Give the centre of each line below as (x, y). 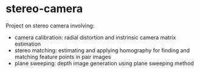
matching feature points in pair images (63, 57)
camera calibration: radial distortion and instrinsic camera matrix (95, 37)
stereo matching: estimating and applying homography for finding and (102, 50)
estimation (28, 44)
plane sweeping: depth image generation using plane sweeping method (104, 63)
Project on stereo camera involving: (50, 26)
